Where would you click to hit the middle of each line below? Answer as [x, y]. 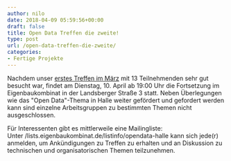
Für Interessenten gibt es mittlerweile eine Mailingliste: [85, 128]
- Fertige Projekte [35, 59]
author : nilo [26, 13]
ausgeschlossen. [31, 115]
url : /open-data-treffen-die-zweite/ [62, 46]
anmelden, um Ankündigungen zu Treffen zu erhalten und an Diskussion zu [115, 143]
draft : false [26, 26]
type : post [23, 39]
